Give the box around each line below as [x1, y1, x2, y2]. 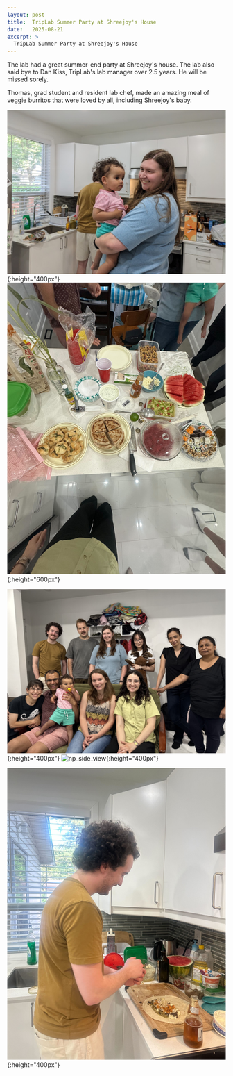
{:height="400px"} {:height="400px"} [7, 754, 159, 762]
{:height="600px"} [7, 575, 60, 583]
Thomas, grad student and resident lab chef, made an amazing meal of [7, 89, 209, 97]
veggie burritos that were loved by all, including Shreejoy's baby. [7, 96, 192, 104]
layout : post [7, 11, 45, 18]
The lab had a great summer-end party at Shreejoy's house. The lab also [7, 60, 215, 69]
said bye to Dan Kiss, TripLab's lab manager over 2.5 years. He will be [7, 68, 207, 76]
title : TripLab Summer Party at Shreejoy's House [7, 18, 157, 26]
